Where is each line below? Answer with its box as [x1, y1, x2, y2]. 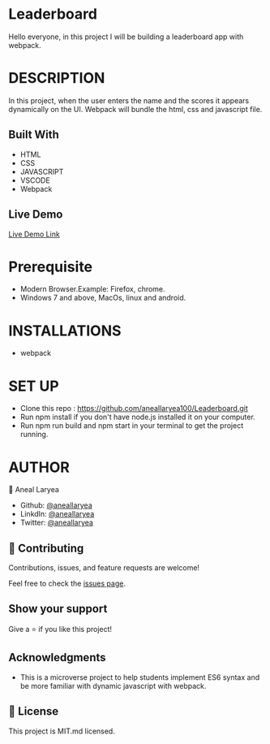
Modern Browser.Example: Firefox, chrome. [19, 284, 165, 294]
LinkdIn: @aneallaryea [19, 509, 95, 519]
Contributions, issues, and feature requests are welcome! [8, 563, 200, 573]
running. [19, 430, 49, 439]
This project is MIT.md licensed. [8, 726, 115, 736]
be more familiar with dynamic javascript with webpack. [19, 681, 207, 690]
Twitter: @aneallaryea [19, 517, 93, 528]
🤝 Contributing [8, 541, 84, 555]
